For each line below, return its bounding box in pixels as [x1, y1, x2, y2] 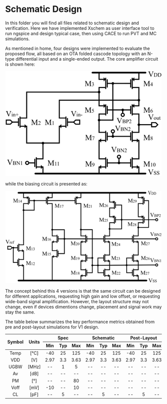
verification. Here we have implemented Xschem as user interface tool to [5, 25, 155, 31]
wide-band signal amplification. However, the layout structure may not [5, 298, 149, 304]
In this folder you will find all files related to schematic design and [5, 20, 139, 26]
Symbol [7, 339, 24, 345]
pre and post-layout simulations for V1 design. [5, 324, 99, 330]
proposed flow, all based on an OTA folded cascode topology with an [5, 51, 147, 57]
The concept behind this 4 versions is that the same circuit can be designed [5, 288, 161, 294]
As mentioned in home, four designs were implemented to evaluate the [5, 45, 150, 51]
